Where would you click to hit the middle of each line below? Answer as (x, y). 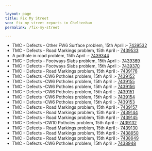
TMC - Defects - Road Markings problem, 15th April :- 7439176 (75, 71)
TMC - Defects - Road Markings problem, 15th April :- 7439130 (75, 128)
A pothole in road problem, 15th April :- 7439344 (60, 56)
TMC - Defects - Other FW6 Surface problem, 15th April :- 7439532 (79, 45)
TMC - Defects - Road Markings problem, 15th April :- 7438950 (75, 133)
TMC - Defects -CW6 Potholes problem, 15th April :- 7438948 (74, 143)
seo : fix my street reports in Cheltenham (49, 23)
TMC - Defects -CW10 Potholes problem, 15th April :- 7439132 (74, 123)
